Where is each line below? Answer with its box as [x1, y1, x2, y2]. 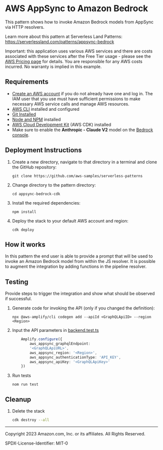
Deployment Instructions [5, 146, 82, 155]
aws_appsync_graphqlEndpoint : [30, 341, 91, 346]
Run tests [12, 373, 32, 379]
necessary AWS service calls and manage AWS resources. [12, 101, 130, 107]
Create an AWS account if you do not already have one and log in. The [12, 90, 153, 96]
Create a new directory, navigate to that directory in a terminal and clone [12, 159, 157, 165]
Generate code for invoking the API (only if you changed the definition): [12, 305, 155, 311]
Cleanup [5, 395, 32, 403]
